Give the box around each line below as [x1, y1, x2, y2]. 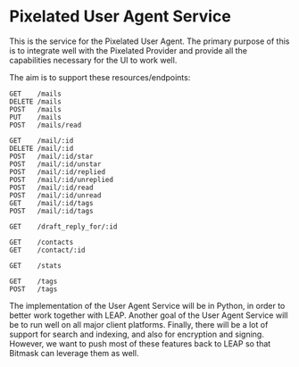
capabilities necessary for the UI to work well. [9, 54, 178, 65]
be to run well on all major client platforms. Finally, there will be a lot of [9, 319, 269, 329]
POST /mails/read [9, 121, 82, 129]
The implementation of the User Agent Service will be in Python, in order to [9, 300, 286, 311]
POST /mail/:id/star [9, 152, 94, 161]
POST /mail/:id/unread [9, 190, 102, 200]
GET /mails [9, 89, 62, 98]
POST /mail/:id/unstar [9, 159, 102, 169]
